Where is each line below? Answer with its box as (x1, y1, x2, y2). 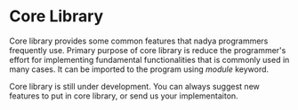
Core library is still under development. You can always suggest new (9, 81, 261, 91)
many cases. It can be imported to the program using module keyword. (9, 64, 270, 75)
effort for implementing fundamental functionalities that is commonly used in (9, 54, 290, 65)
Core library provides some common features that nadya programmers (9, 35, 269, 46)
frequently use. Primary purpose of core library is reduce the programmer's (9, 44, 286, 55)
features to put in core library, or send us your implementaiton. (9, 90, 238, 101)
